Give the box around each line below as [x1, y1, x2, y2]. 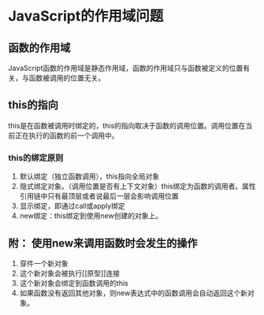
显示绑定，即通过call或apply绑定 [19, 202, 125, 211]
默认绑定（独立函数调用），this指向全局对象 [19, 172, 160, 181]
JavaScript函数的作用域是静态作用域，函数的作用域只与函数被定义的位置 [8, 64, 244, 72]
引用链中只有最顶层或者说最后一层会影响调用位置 [19, 191, 179, 201]
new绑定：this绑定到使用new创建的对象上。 [19, 211, 163, 220]
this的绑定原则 [8, 152, 64, 163]
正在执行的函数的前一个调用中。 [14, 131, 119, 140]
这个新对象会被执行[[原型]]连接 [19, 269, 121, 278]
